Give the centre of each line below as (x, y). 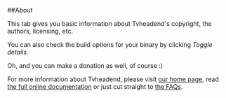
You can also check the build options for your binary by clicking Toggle (110, 44)
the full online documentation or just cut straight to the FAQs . (95, 86)
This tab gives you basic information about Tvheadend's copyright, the (109, 23)
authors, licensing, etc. (40, 31)
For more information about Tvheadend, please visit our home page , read (113, 79)
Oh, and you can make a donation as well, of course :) (85, 65)
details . (18, 52)
